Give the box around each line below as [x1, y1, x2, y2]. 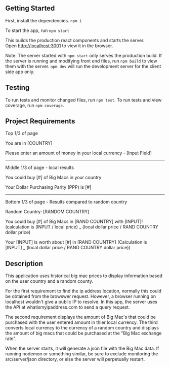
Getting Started [5, 4, 55, 13]
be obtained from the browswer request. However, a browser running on [5, 293, 156, 299]
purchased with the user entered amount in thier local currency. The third [5, 319, 158, 325]
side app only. [5, 69, 34, 75]
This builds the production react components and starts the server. [5, 37, 145, 43]
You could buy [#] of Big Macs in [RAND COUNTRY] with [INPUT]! [5, 218, 143, 225]
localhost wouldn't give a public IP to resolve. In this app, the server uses [5, 299, 158, 305]
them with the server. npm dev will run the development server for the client [5, 63, 161, 69]
